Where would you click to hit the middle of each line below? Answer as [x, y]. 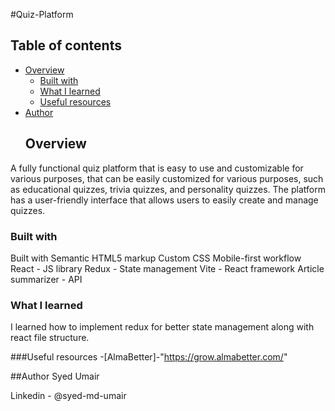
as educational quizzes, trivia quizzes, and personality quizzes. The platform [168, 189]
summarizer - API [46, 279]
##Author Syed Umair [55, 376]
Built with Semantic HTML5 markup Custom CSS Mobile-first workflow [156, 258]
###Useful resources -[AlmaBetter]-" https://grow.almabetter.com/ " [149, 357]
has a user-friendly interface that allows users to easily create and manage [164, 200]
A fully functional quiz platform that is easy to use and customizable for [157, 168]
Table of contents [66, 45]
